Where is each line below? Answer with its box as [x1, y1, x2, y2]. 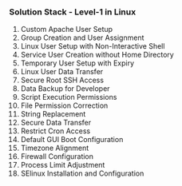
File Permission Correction [20, 101, 109, 110]
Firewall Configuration [20, 152, 94, 161]
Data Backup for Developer [20, 84, 110, 93]
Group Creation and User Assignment [20, 33, 144, 42]
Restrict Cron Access [20, 126, 91, 136]
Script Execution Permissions [20, 93, 117, 102]
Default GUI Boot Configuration [20, 135, 124, 144]
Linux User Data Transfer [20, 67, 104, 77]
